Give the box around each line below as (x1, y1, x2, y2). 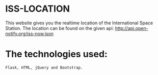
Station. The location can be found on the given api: (5, 25, 114, 31)
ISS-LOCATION (5, 3, 70, 15)
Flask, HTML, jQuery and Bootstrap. (5, 65, 83, 70)
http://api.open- (115, 25, 149, 31)
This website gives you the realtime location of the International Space (5, 20, 153, 26)
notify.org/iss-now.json (5, 30, 54, 36)
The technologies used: (5, 49, 108, 60)
